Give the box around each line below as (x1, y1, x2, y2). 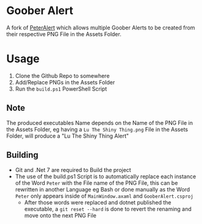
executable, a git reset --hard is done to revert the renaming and (24, 205, 192, 212)
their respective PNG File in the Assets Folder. (6, 30, 122, 37)
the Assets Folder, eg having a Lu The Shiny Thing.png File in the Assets (6, 125, 188, 133)
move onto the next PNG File (24, 212, 96, 219)
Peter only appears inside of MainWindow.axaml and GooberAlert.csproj (15, 192, 193, 200)
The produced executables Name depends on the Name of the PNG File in (6, 119, 193, 126)
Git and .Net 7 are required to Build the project (15, 166, 131, 173)
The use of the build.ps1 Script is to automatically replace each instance (15, 173, 197, 180)
